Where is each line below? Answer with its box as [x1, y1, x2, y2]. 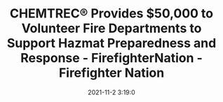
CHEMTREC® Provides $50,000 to [9, 6, 213, 22]
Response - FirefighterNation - [20, 50, 203, 66]
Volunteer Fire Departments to [21, 20, 202, 36]
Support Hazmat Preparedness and [6, 36, 217, 51]
